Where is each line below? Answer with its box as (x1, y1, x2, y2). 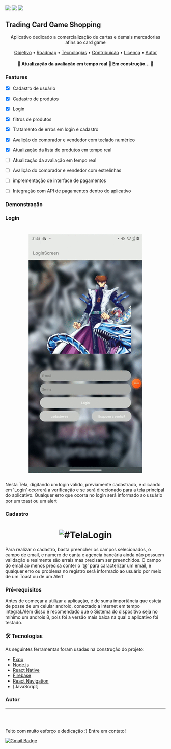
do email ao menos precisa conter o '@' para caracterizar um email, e (5, 562, 152, 569)
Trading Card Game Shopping (5, 20, 101, 29)
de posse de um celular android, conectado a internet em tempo (5, 603, 140, 609)
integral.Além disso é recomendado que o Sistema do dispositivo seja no (5, 608, 158, 615)
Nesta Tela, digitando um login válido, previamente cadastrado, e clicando (5, 482, 161, 488)
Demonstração (5, 201, 43, 208)
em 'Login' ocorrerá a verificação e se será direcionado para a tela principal (5, 487, 164, 493)
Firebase (12, 672, 32, 678)
